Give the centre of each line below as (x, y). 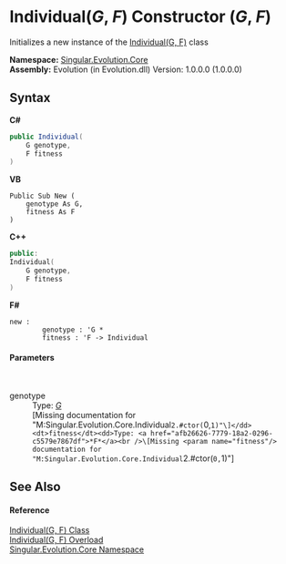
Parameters (32, 358)
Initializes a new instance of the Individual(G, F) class (109, 42)
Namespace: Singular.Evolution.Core (79, 59)
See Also (35, 487)
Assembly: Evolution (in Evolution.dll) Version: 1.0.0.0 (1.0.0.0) (126, 69)
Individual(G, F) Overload (56, 540)
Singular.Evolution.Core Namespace (77, 549)
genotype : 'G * (73, 330)
